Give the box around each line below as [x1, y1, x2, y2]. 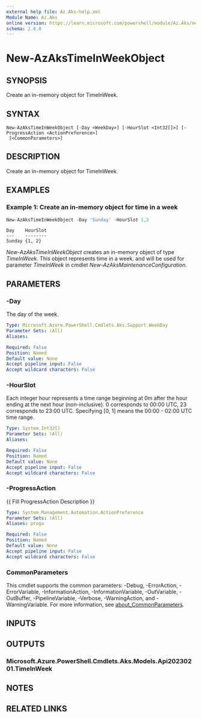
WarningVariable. [6, 601, 49, 608]
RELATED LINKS [6, 704, 67, 714]
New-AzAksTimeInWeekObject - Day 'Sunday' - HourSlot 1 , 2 [6, 217, 149, 223]
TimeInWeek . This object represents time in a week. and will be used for [6, 255, 185, 262]
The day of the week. [6, 311, 59, 318]
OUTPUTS [6, 639, 45, 649]
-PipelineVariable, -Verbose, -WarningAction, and [32, 595, 155, 602]
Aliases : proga [6, 521, 44, 527]
